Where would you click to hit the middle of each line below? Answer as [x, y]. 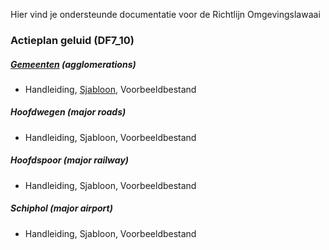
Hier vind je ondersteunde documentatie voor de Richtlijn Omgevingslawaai [165, 14]
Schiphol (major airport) [61, 208]
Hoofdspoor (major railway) [70, 160]
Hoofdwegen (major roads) [68, 112]
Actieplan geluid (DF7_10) [72, 40]
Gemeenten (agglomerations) [73, 64]
